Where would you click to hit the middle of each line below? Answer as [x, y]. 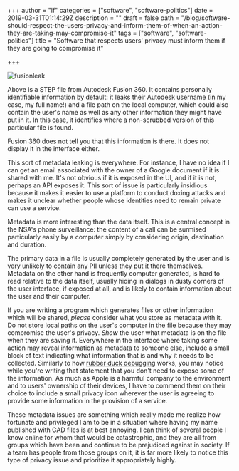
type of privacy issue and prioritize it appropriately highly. [92, 460]
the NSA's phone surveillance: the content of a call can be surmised [107, 229]
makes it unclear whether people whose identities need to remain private [114, 200]
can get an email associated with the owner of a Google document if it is [113, 170]
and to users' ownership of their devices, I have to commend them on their [117, 385]
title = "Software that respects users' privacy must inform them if [131, 41]
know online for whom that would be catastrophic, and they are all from [112, 437]
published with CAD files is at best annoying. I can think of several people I [117, 430]
